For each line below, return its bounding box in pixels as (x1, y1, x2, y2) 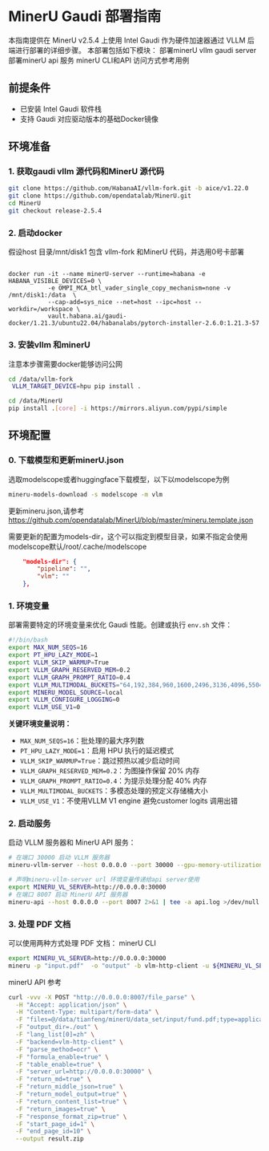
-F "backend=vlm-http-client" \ (15, 1038, 124, 1046)
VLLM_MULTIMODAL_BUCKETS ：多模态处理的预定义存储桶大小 (19, 786, 208, 796)
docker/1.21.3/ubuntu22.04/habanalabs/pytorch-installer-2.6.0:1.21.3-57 (8, 319, 260, 327)
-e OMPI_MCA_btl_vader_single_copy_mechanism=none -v (47, 284, 231, 293)
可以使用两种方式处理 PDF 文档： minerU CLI (8, 938, 156, 947)
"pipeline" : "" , (37, 565, 91, 573)
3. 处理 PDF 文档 (8, 918, 71, 930)
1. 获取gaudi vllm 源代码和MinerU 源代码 (8, 166, 165, 177)
